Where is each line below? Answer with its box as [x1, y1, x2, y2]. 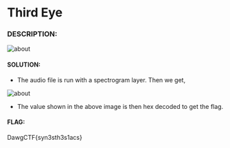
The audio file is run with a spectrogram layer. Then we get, [16, 75, 186, 84]
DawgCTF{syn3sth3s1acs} [7, 133, 82, 141]
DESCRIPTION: [7, 29, 58, 39]
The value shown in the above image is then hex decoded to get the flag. [16, 102, 224, 110]
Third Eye [7, 5, 63, 21]
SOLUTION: [7, 60, 41, 69]
